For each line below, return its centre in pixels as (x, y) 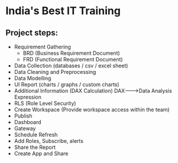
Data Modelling (33, 78)
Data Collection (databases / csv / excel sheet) (71, 66)
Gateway (25, 128)
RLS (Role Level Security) (45, 103)
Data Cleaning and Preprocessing (55, 72)
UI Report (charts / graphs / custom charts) (67, 84)
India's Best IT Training (63, 11)
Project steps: (32, 33)
